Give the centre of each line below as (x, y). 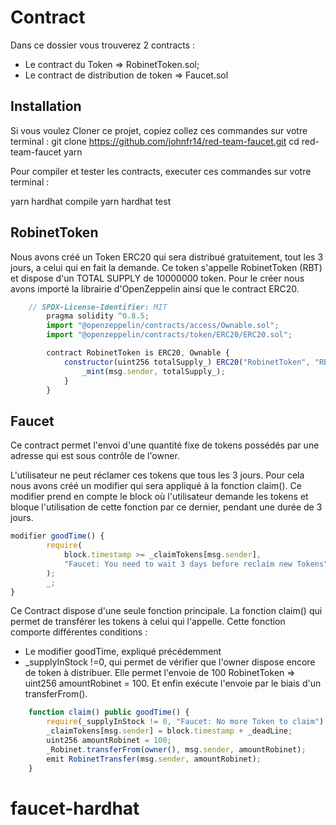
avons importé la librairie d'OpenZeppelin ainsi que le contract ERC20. (155, 288)
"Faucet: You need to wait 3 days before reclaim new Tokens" (196, 564)
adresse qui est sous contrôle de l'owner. (95, 456)
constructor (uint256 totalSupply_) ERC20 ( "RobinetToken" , (187, 362)
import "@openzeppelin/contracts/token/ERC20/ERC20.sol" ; (169, 335)
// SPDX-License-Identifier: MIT (98, 307)
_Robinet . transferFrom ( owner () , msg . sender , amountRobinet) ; (176, 749)
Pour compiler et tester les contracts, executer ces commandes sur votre (161, 171)
